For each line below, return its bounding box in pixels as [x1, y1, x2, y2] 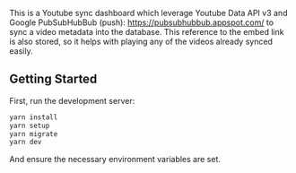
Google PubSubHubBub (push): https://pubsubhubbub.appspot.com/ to [9, 17, 274, 28]
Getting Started [9, 72, 98, 87]
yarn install [9, 112, 58, 122]
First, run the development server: [9, 95, 135, 106]
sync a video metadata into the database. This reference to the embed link [9, 27, 284, 37]
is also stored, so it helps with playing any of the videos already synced [9, 36, 274, 47]
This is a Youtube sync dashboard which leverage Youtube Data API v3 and [9, 8, 288, 18]
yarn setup [9, 121, 50, 130]
